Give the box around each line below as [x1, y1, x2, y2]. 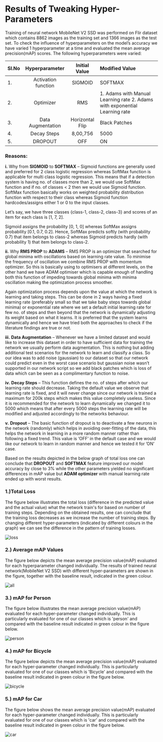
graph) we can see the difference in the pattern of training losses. [5, 525, 137, 531]
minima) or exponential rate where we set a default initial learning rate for [5, 304, 152, 310]
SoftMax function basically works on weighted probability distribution [5, 189, 144, 195]
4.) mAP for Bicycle [5, 648, 52, 655]
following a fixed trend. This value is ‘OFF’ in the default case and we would [5, 436, 156, 442]
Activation [33, 76, 57, 83]
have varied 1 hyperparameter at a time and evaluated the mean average [5, 45, 150, 51]
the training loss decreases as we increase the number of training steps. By [5, 514, 156, 520]
